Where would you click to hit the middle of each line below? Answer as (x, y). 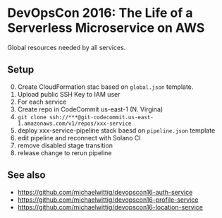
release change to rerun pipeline (64, 152)
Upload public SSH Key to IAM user (69, 94)
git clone (32, 117)
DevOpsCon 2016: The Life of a (100, 13)
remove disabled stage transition (65, 145)
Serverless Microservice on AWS (106, 28)
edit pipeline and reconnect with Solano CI (79, 138)
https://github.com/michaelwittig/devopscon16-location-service (110, 207)
